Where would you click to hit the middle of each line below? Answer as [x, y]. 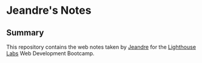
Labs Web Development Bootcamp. [51, 53]
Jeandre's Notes [49, 10]
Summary [25, 33]
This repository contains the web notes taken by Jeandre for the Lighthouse [101, 47]
